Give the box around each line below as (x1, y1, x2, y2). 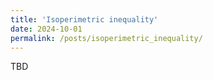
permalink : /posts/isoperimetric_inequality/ (10, 33, 203, 43)
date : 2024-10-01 (10, 24, 83, 34)
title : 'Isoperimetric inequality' (10, 14, 159, 25)
